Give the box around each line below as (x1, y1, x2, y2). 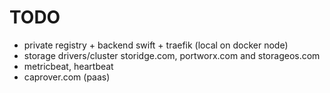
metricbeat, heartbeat (23, 60, 114, 72)
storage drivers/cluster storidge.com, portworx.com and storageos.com (23, 49, 321, 61)
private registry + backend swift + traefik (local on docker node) (23, 39, 289, 51)
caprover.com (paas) (23, 71, 111, 83)
